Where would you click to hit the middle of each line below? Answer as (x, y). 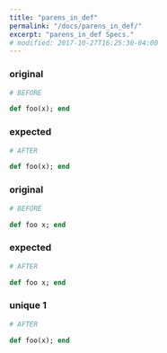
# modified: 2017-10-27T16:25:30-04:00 (84, 43)
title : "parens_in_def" (54, 18)
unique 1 (28, 305)
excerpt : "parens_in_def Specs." (72, 34)
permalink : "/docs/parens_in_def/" (76, 26)
